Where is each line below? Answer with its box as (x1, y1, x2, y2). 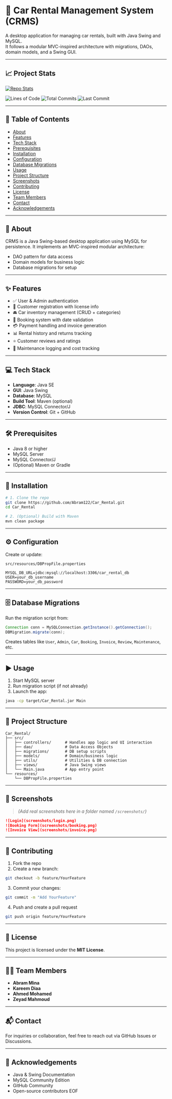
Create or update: (5, 551, 42, 557)
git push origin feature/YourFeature (5, 914, 86, 919)
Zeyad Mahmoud (12, 996, 50, 1003)
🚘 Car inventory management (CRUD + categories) (12, 309, 121, 316)
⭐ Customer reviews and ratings (12, 338, 81, 344)
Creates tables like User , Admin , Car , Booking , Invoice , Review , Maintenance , (5, 639, 161, 645)
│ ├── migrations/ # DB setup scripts (5, 749, 106, 754)
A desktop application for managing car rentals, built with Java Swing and (5, 32, 161, 38)
